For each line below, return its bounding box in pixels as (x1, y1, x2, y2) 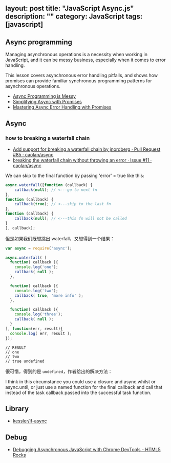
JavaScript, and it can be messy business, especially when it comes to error (5, 57, 166, 63)
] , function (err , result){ (5, 326, 63, 331)
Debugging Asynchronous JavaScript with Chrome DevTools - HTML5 (12, 447, 161, 453)
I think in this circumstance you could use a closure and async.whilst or (5, 378, 156, 385)
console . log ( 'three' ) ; (14, 312, 63, 317)
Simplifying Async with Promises (12, 99, 82, 105)
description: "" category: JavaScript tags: (5, 12, 143, 21)
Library (5, 404, 29, 413)
